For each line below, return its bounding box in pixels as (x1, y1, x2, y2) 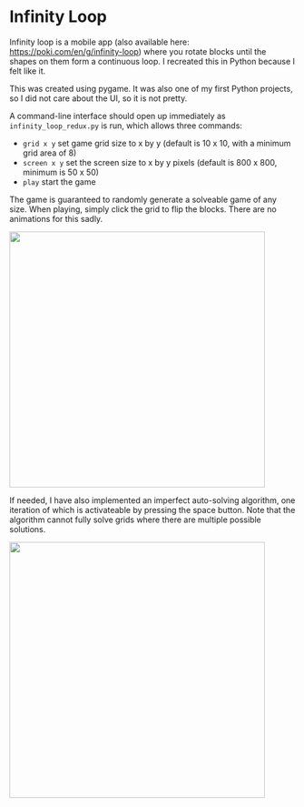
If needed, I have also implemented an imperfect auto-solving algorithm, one (9, 494, 296, 506)
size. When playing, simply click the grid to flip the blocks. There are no (9, 203, 277, 215)
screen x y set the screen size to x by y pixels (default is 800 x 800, (22, 156, 278, 167)
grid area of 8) (22, 147, 77, 158)
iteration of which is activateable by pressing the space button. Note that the (9, 504, 296, 515)
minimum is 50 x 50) (22, 166, 100, 177)
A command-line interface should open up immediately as (9, 110, 226, 121)
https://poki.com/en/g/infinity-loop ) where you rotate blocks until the (9, 45, 267, 56)
